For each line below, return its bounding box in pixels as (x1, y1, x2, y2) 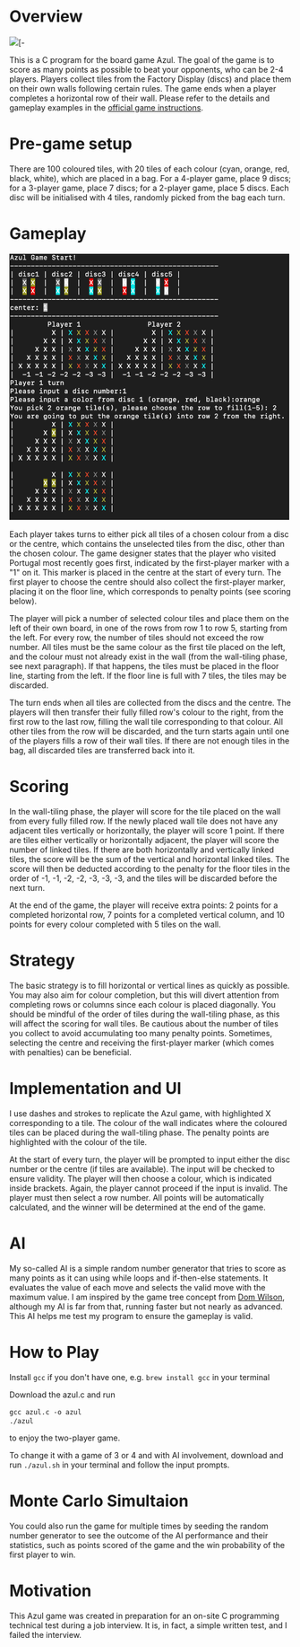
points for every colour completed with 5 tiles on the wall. (9, 919, 221, 930)
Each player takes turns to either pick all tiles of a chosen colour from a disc (9, 529, 289, 540)
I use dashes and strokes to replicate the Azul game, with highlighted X (9, 1108, 271, 1119)
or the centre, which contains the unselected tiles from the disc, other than (9, 539, 285, 550)
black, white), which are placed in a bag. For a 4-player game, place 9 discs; (9, 172, 292, 183)
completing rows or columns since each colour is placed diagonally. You (9, 1000, 276, 1010)
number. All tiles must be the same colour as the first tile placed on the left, (9, 642, 286, 653)
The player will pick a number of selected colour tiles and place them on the (9, 613, 289, 624)
